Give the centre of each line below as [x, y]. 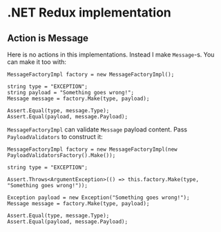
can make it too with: [37, 62]
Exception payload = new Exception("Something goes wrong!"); [98, 198]
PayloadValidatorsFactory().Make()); [61, 156]
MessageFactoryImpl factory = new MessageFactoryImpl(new [92, 149]
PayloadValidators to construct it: [55, 137]
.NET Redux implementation [89, 13]
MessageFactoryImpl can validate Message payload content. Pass [97, 129]
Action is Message [48, 38]
